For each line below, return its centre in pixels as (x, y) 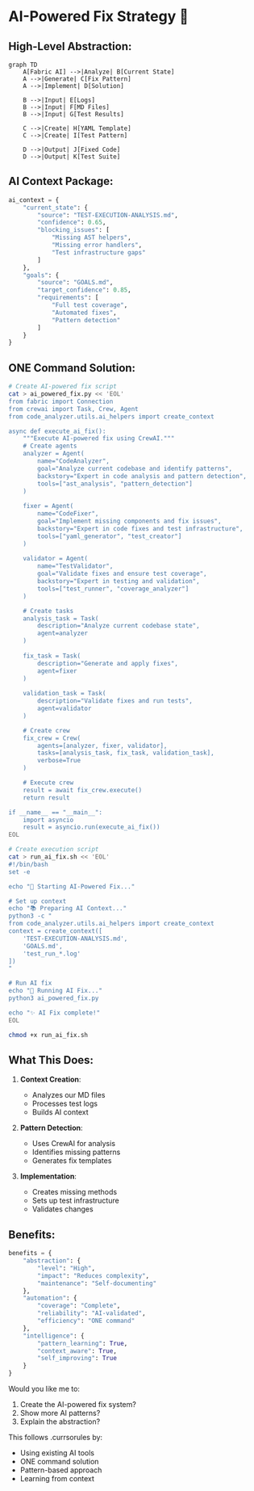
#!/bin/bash (28, 864)
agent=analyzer (63, 633)
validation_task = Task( (65, 694)
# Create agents (50, 446)
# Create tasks (48, 611)
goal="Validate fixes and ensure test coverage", (122, 574)
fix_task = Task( (52, 656)
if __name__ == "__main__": (56, 812)
